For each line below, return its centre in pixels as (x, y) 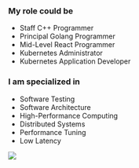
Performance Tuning (53, 132)
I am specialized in (44, 82)
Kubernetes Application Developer (75, 61)
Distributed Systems (52, 124)
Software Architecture (55, 107)
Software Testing (47, 99)
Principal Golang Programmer (68, 36)
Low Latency (40, 141)
